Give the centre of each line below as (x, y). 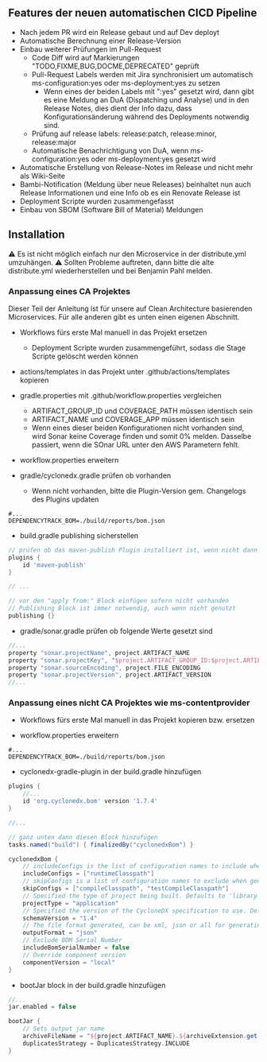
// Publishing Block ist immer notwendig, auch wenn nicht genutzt (122, 609)
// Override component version (74, 955)
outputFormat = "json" (60, 933)
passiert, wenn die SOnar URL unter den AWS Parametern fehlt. (135, 444)
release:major (54, 141)
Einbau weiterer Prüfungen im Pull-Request (90, 49)
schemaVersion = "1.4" (60, 918)
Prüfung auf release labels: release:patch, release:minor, (124, 134)
